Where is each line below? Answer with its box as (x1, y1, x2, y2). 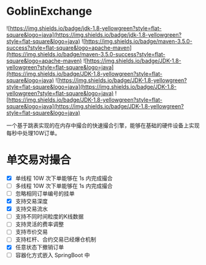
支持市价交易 (15, 228, 48, 236)
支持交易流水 (15, 205, 48, 212)
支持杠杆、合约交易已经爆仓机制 (15, 236, 96, 243)
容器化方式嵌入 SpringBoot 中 (15, 251, 90, 258)
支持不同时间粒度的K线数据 (15, 213, 84, 220)
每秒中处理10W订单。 (6, 129, 61, 136)
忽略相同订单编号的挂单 (15, 190, 75, 197)
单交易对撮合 (6, 153, 72, 167)
